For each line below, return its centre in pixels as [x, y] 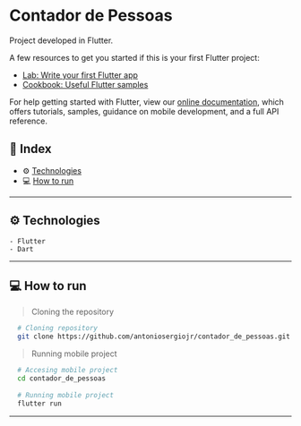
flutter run [40, 404]
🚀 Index [30, 149]
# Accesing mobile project [68, 371]
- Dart [21, 249]
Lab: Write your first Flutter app [80, 75]
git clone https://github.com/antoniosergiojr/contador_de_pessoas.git [154, 337]
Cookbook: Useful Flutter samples [85, 84]
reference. [28, 121]
